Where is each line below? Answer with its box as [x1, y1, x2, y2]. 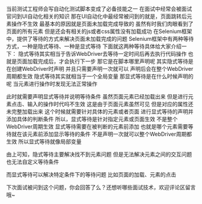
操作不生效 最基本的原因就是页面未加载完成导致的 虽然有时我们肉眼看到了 [11, 20, 194, 27]
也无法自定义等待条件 [6, 158, 59, 165]
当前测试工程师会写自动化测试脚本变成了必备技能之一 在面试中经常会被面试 [6, 5, 192, 12]
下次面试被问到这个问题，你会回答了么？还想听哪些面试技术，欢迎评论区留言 [6, 184, 196, 191]
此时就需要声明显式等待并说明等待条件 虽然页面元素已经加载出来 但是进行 [6, 93, 188, 100]
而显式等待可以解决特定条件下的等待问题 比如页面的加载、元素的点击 [6, 171, 176, 178]
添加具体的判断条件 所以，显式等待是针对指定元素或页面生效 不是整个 [6, 116, 178, 122]
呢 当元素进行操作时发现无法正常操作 [6, 80, 97, 87]
